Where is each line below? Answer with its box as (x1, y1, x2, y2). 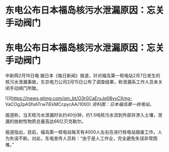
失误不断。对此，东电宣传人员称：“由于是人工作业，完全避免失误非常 (9, 135, 153, 141)
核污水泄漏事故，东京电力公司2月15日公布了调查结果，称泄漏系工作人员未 (5, 79, 158, 85)
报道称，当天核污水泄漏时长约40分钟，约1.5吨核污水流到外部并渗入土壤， (5, 112, 158, 118)
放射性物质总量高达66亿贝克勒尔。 (14, 118, 86, 124)
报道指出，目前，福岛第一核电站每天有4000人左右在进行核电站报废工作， (5, 129, 158, 135)
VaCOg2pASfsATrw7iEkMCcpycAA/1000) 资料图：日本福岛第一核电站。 (5, 102, 154, 108)
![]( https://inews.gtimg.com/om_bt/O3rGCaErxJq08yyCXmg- (5, 95, 132, 102)
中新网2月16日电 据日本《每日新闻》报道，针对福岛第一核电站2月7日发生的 (5, 73, 160, 79)
